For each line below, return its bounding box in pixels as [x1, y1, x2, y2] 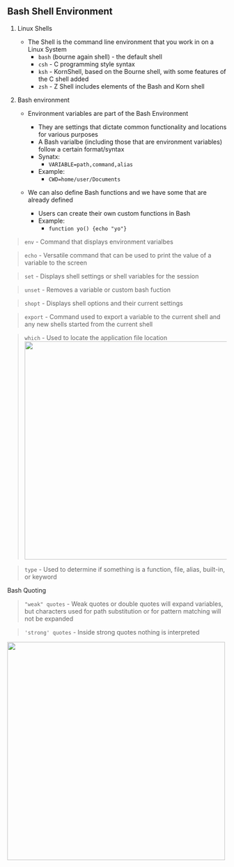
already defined [27, 195, 73, 204]
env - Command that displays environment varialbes [24, 237, 174, 246]
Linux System [27, 45, 68, 53]
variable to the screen [24, 258, 87, 267]
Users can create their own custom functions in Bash [38, 209, 191, 217]
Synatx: [38, 152, 61, 161]
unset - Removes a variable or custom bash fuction [24, 286, 171, 294]
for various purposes [38, 130, 99, 138]
